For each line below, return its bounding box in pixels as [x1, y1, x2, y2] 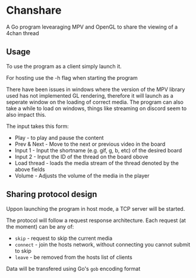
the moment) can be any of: [6, 223, 74, 230]
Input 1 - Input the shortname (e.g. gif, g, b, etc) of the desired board [14, 146, 182, 154]
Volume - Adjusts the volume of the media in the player [14, 172, 150, 179]
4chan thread [6, 29, 40, 36]
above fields [14, 165, 46, 173]
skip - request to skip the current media [14, 235, 113, 242]
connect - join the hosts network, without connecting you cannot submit [14, 240, 191, 248]
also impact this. [6, 111, 46, 118]
